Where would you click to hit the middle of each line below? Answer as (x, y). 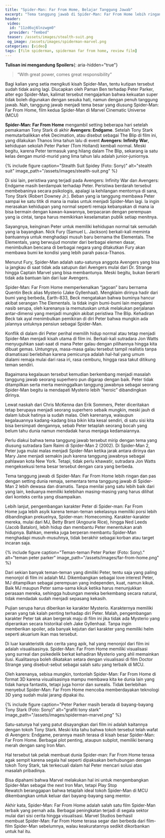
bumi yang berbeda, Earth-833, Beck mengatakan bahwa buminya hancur (80, 297)
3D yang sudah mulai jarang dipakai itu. (45, 695)
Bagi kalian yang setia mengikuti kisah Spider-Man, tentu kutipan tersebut (80, 84)
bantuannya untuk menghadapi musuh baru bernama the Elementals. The (79, 237)
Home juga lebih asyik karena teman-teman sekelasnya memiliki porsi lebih (81, 511)
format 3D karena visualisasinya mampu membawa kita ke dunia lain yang (80, 679)
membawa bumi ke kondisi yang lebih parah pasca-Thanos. (65, 252)
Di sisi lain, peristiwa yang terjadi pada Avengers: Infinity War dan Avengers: (82, 180)
